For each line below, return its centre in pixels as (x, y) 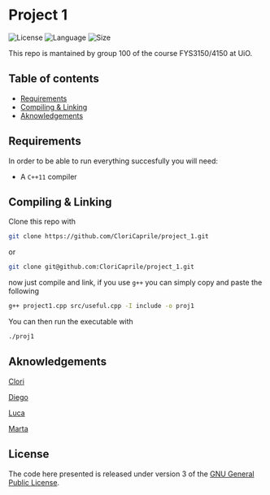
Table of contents (54, 79)
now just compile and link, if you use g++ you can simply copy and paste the (135, 283)
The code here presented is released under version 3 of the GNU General (131, 474)
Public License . (34, 482)
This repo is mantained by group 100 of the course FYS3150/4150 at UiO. (131, 53)
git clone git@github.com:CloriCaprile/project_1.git (102, 267)
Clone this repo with (42, 222)
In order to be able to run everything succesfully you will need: (113, 161)
